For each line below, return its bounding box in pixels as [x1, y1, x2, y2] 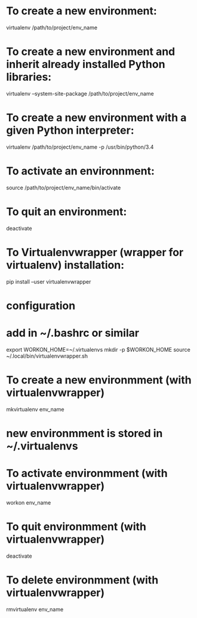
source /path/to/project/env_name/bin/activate [6, 184, 121, 191]
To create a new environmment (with [6, 373, 192, 386]
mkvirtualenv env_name [6, 405, 64, 413]
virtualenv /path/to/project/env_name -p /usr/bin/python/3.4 [6, 143, 154, 150]
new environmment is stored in [6, 426, 163, 440]
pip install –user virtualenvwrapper [6, 278, 91, 285]
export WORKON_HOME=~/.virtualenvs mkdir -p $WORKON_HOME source [6, 346, 191, 353]
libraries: [6, 70, 52, 84]
